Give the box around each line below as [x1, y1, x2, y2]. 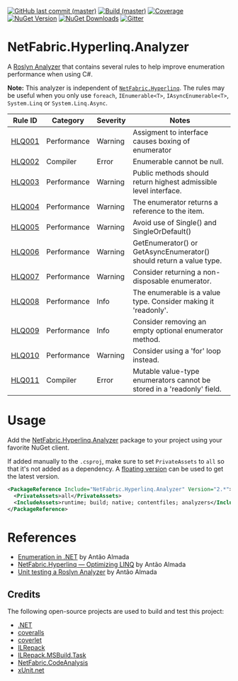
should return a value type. [132, 256, 222, 265]
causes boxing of [132, 136, 191, 146]
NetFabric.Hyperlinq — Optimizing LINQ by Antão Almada [17, 560, 186, 569]
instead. [132, 355, 159, 365]
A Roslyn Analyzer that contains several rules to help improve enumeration [7, 62, 225, 71]
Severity [96, 115, 126, 125]
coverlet [17, 636, 42, 644]
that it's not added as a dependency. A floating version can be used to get [7, 464, 224, 473]
